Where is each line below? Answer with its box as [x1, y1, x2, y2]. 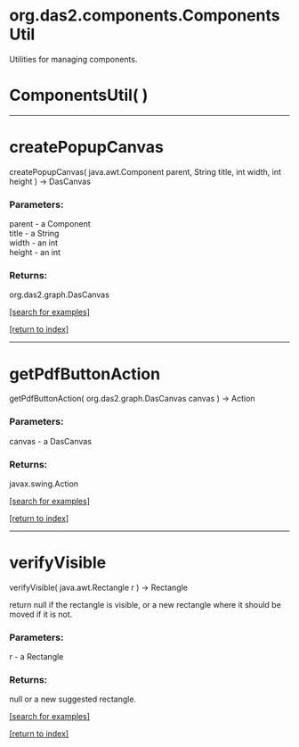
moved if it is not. [9, 609, 73, 619]
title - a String [9, 228, 60, 239]
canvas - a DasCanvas [9, 436, 92, 446]
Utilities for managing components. [9, 54, 138, 64]
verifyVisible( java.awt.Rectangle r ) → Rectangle [9, 582, 189, 593]
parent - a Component [9, 219, 91, 229]
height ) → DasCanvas [9, 176, 92, 187]
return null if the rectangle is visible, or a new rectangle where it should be [9, 599, 282, 610]
